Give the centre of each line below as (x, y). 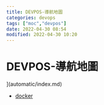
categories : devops (31, 18)
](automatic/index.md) (34, 84)
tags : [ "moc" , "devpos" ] (36, 23)
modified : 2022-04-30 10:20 (42, 35)
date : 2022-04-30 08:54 (36, 29)
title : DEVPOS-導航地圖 (34, 12)
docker (24, 96)
